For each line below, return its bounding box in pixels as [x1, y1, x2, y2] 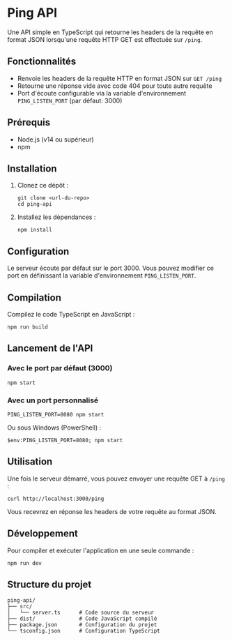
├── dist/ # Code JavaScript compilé [7, 615, 157, 622]
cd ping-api [17, 201, 52, 208]
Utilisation [7, 455, 53, 468]
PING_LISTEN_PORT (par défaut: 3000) [17, 96, 123, 105]
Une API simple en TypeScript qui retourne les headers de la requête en [7, 28, 214, 36]
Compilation [7, 292, 61, 303]
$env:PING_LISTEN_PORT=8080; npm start [7, 437, 123, 444]
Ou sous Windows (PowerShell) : [7, 423, 102, 432]
